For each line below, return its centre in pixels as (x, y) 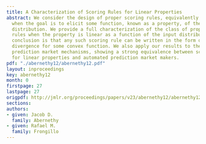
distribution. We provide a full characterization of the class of (100, 29)
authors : (17, 109)
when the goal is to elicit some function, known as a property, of (101, 23)
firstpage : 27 (25, 86)
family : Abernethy (36, 120)
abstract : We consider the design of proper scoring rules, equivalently (103, 18)
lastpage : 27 (23, 92)
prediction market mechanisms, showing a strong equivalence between (102, 52)
